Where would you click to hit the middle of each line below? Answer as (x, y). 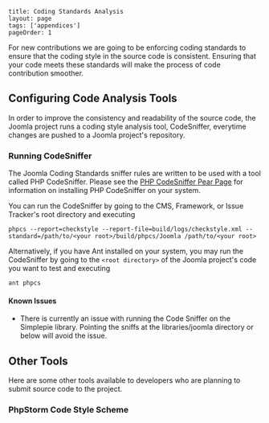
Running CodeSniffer (50, 155)
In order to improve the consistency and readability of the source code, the (132, 117)
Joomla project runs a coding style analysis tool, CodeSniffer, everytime (127, 126)
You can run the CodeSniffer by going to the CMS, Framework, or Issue (126, 206)
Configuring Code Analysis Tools (93, 99)
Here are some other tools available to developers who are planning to (124, 380)
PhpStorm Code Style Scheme (69, 410)
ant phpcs (25, 283)
